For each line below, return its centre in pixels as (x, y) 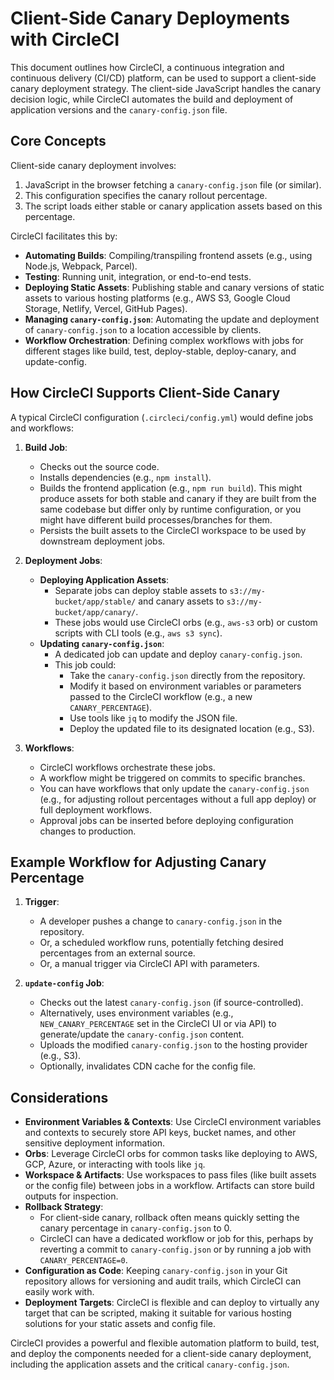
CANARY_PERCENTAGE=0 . (83, 1260)
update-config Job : (64, 983)
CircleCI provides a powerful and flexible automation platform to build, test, (165, 1343)
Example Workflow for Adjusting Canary (138, 862)
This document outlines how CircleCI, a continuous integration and (147, 67)
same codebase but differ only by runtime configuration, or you (170, 509)
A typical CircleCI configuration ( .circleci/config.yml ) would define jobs (162, 417)
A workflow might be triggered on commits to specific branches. (172, 778)
